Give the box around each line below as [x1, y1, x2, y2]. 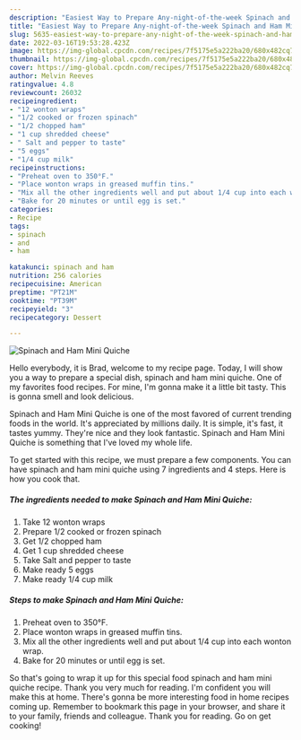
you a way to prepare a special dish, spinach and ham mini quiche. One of [9, 372, 282, 383]
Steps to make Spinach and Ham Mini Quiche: [9, 594, 184, 605]
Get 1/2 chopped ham [21, 535, 103, 547]
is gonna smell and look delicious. [9, 391, 134, 402]
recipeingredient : [9, 96, 78, 106]
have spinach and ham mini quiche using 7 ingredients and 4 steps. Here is [9, 464, 287, 475]
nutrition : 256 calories [9, 271, 102, 281]
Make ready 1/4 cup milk [21, 574, 114, 585]
